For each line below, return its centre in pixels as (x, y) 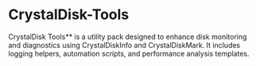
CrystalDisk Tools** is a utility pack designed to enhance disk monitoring (128, 37)
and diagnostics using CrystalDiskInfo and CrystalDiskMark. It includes (124, 45)
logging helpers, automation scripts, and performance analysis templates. (129, 53)
